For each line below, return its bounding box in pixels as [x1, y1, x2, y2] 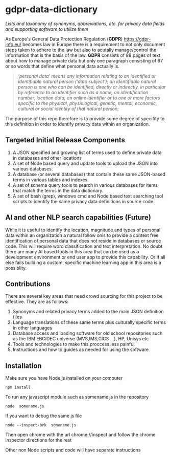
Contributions [5, 279, 51, 288]
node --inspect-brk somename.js [5, 423, 77, 428]
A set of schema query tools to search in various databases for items [12, 182, 158, 188]
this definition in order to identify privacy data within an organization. [5, 121, 150, 127]
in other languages [12, 325, 53, 331]
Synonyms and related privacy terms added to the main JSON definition [12, 309, 164, 315]
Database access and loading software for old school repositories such [12, 330, 163, 336]
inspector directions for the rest [5, 437, 72, 443]
